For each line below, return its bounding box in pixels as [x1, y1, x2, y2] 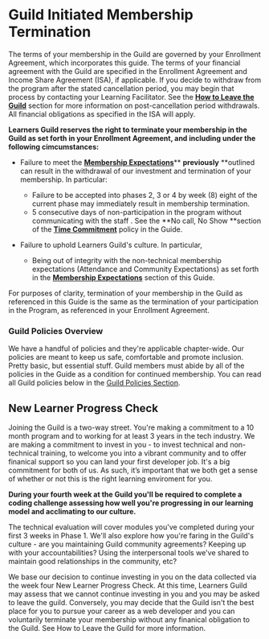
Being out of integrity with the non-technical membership [31, 255, 222, 265]
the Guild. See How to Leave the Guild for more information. [8, 624, 206, 633]
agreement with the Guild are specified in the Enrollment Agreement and [8, 66, 247, 76]
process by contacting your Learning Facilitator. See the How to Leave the [8, 92, 255, 101]
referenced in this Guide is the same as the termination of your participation [8, 296, 259, 307]
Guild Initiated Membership [8, 6, 194, 24]
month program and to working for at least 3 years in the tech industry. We [8, 431, 255, 441]
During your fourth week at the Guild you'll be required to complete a [8, 489, 243, 500]
